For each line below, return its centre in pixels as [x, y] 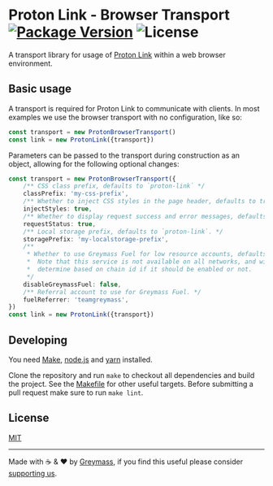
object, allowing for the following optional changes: [94, 163]
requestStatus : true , [59, 224]
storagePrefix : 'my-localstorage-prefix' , [96, 239]
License [29, 418]
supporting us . [33, 473]
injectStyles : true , [58, 209]
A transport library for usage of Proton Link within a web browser [117, 54]
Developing [38, 340]
